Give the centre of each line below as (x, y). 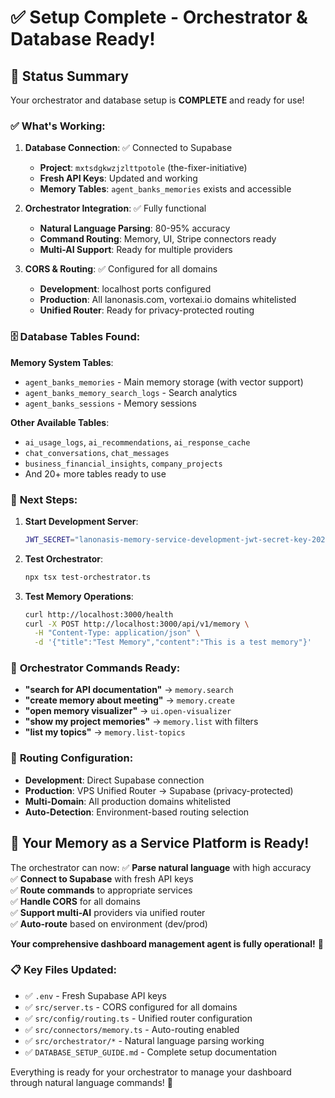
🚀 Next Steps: (44, 499)
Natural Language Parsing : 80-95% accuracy (135, 228)
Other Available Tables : (60, 422)
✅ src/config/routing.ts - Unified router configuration (138, 1018)
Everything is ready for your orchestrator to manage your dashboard (151, 1072)
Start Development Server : (81, 521)
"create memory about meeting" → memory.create (129, 700)
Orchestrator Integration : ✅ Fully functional (115, 208)
